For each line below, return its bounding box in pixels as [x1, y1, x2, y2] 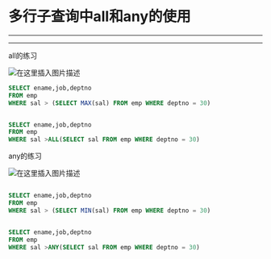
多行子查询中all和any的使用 [8, 7, 191, 26]
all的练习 [8, 50, 38, 61]
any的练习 [8, 151, 42, 161]
